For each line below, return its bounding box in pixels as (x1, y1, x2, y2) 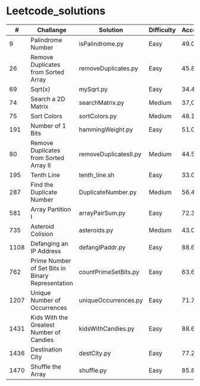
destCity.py (79, 349, 111, 357)
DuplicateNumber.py (79, 188, 137, 196)
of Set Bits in (30, 264, 66, 272)
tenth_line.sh (79, 171, 115, 179)
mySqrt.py (79, 85, 108, 93)
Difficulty (148, 26, 176, 34)
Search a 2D (30, 94, 65, 103)
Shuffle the (30, 362, 61, 370)
